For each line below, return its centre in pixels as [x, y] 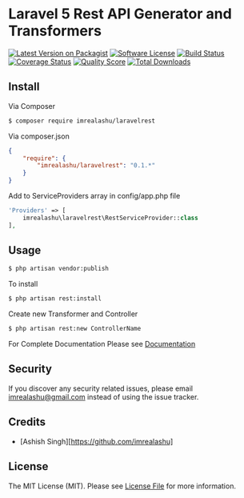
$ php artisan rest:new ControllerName [75, 329]
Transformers [55, 31]
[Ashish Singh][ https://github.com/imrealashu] [96, 441]
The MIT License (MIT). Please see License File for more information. [122, 486]
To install [23, 284]
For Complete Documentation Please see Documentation [102, 344]
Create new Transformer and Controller [73, 314]
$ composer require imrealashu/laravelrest [82, 121]
